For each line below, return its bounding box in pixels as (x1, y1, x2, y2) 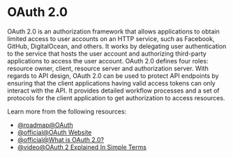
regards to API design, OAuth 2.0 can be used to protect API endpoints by (7, 71, 219, 80)
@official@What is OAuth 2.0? (17, 135, 105, 143)
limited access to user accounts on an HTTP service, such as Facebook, (7, 34, 215, 42)
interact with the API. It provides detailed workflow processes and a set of (7, 86, 220, 95)
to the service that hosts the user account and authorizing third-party (7, 49, 207, 58)
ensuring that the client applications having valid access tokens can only (7, 79, 216, 87)
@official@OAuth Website (17, 128, 92, 136)
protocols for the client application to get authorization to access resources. (7, 93, 225, 102)
